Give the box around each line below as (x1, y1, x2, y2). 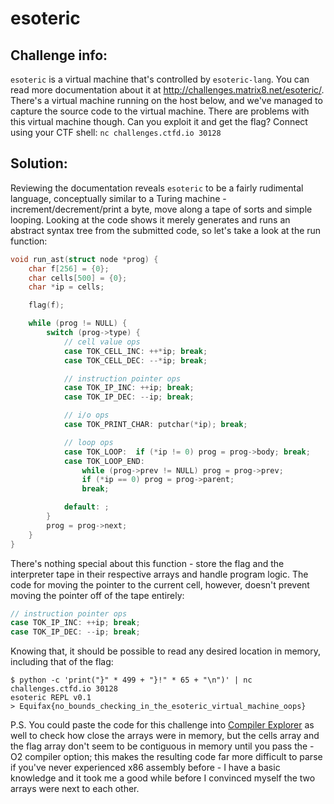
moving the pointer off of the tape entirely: (10, 589, 185, 601)
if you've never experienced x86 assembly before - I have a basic (10, 762, 281, 774)
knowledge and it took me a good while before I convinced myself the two (10, 772, 316, 784)
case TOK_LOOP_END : (63, 456, 145, 466)
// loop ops (63, 437, 114, 447)
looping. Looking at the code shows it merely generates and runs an (10, 213, 291, 226)
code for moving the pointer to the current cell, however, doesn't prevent (10, 578, 310, 591)
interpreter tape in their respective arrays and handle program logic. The (10, 568, 309, 580)
